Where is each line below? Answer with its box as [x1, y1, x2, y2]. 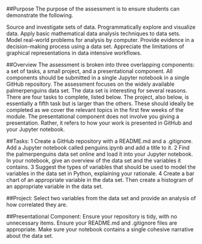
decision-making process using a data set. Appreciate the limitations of [6, 43, 184, 50]
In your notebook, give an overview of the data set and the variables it [6, 157, 181, 164]
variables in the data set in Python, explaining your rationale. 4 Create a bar [6, 170, 195, 177]
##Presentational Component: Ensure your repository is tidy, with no [6, 213, 178, 220]
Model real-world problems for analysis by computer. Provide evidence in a [6, 37, 194, 43]
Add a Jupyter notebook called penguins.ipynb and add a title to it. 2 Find [6, 144, 190, 151]
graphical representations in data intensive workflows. [6, 49, 142, 57]
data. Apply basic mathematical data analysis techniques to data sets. [6, 30, 181, 37]
